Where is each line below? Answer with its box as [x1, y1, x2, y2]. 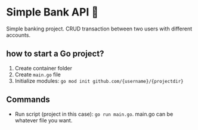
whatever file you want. [14, 116, 73, 124]
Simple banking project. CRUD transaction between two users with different [6, 25, 193, 32]
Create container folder [14, 64, 73, 72]
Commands [6, 95, 51, 105]
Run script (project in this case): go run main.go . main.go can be [14, 110, 174, 117]
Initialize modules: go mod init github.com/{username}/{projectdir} [14, 77, 184, 84]
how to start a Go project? [6, 49, 104, 59]
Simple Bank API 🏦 [6, 5, 99, 19]
